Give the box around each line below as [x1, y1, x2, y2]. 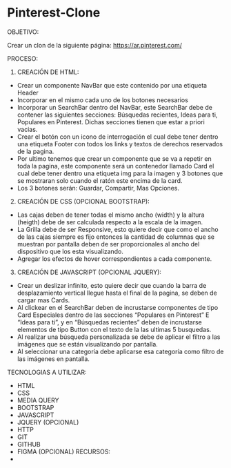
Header [17, 88, 39, 97]
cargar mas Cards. [17, 295, 70, 304]
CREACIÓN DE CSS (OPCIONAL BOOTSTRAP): [17, 197, 150, 205]
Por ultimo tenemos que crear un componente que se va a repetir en [17, 154, 212, 163]
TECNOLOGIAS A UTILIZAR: [7, 368, 87, 376]
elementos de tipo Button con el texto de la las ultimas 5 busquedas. [17, 325, 212, 333]
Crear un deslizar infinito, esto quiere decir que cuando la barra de [17, 281, 207, 289]
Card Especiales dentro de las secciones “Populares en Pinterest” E [17, 311, 210, 319]
